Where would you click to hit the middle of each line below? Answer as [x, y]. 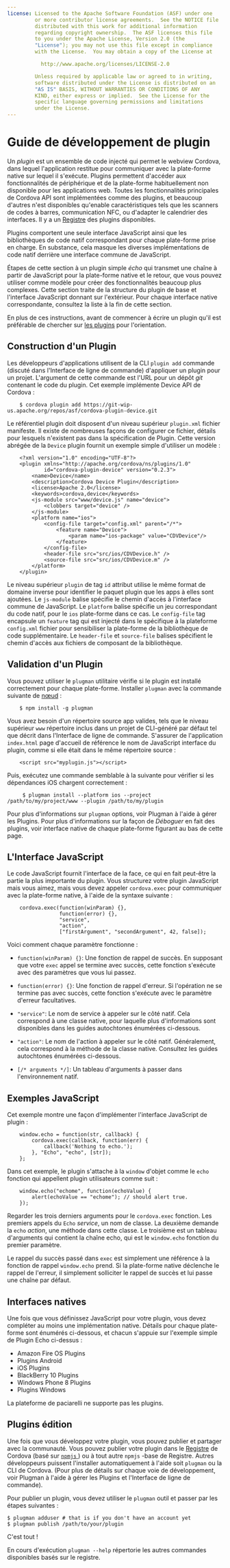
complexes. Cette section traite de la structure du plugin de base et [102, 289]
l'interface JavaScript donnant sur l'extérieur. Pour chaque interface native [112, 297]
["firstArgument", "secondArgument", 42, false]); [133, 932]
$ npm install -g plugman [56, 708]
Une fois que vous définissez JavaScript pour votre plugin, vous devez [107, 1318]
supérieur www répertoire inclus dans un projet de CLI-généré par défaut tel [112, 728]
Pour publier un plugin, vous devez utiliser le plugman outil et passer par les [112, 1498]
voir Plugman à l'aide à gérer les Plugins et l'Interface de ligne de [99, 1477]
